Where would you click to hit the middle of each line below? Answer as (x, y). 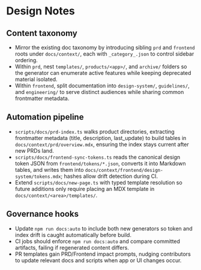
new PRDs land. (34, 150)
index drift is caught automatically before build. (73, 235)
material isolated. (36, 79)
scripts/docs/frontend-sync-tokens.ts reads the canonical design (97, 157)
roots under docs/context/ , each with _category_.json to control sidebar (104, 54)
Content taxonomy (42, 33)
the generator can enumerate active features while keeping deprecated (103, 73)
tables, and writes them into (49, 169)
